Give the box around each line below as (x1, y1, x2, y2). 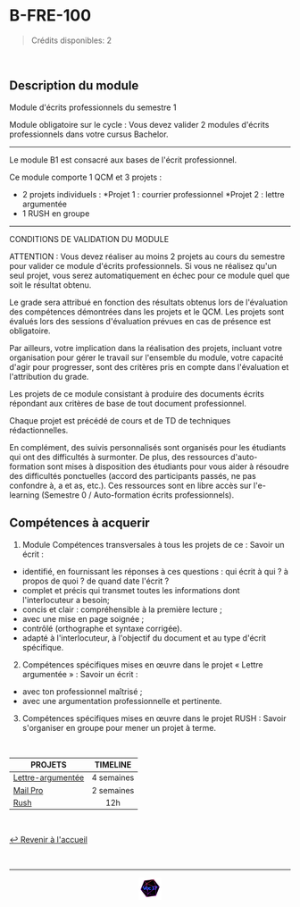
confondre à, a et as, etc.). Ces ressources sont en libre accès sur (9, 480, 252, 491)
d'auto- (230, 451, 258, 462)
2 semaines (91, 785, 135, 795)
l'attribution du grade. (9, 371, 89, 382)
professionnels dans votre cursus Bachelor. (9, 129, 169, 139)
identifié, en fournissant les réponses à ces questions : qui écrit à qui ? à (21, 566, 288, 576)
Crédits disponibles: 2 (30, 35, 112, 46)
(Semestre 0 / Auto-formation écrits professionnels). (41, 489, 235, 500)
